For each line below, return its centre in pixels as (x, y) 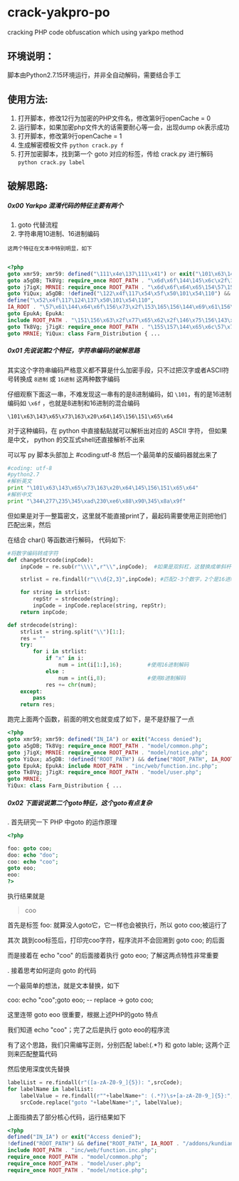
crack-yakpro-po (59, 12)
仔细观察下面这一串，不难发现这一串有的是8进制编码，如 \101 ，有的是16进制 (119, 394)
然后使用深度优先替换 (38, 1069)
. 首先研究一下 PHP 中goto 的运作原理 (62, 822)
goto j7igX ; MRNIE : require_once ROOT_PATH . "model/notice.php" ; (108, 752)
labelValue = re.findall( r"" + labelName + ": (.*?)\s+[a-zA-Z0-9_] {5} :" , (127, 1095)
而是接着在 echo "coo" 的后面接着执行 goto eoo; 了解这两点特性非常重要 (113, 956)
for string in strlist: (55, 593)
